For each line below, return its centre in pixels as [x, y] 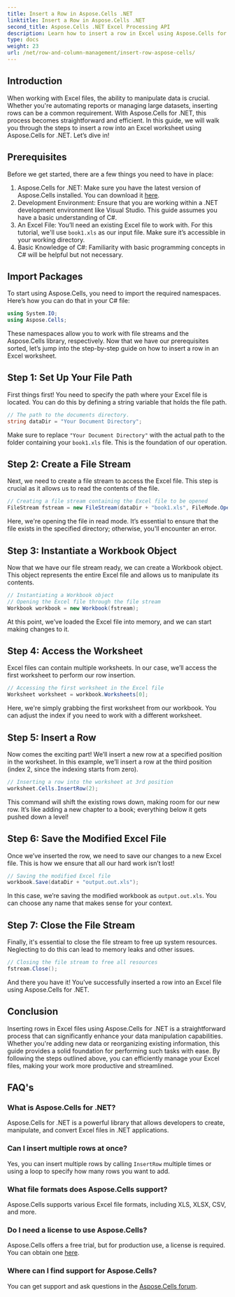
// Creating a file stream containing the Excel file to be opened [108, 501]
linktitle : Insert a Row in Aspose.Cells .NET [76, 20]
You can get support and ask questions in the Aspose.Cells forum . [102, 1286]
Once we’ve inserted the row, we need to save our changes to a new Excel [114, 855]
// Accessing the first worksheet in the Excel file [86, 688]
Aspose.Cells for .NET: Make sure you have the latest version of [109, 188]
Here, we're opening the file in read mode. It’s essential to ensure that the [113, 521]
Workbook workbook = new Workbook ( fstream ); [73, 608]
